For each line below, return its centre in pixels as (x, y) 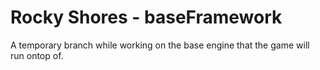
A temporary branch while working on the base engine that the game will (160, 45)
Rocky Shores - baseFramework (146, 17)
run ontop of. (37, 55)
